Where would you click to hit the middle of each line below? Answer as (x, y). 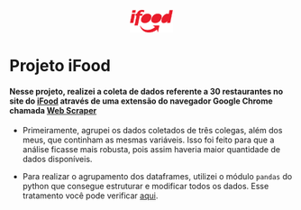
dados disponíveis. (57, 160)
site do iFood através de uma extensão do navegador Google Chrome (141, 101)
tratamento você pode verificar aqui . (90, 196)
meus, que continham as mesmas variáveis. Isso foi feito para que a (148, 140)
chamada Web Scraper (53, 110)
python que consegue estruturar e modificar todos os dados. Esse (146, 187)
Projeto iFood (60, 66)
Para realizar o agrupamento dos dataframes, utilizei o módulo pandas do (157, 177)
